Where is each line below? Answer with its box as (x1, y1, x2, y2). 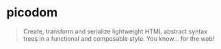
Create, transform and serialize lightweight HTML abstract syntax (23, 27, 208, 35)
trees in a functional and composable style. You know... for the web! (23, 34, 215, 42)
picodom (6, 5, 58, 20)
